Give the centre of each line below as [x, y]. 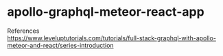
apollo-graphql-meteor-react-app [106, 12]
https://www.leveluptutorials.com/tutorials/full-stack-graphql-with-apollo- [111, 38]
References [23, 31]
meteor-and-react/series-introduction [61, 45]
